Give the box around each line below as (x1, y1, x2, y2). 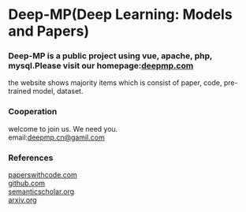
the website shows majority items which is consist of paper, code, (8, 78, 222, 87)
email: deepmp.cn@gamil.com (8, 132, 105, 142)
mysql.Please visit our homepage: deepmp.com (8, 61, 194, 72)
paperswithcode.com (8, 170, 77, 180)
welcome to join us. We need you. (8, 124, 118, 133)
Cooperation (8, 106, 58, 117)
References (8, 152, 54, 163)
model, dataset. (32, 87, 84, 96)
